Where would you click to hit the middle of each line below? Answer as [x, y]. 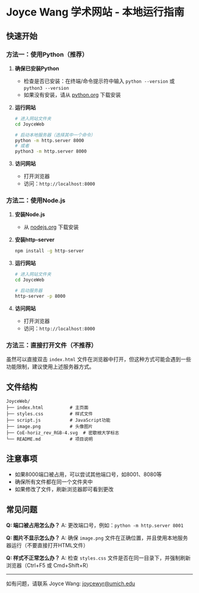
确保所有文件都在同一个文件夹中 [54, 481]
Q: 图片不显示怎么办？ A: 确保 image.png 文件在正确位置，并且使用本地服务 [97, 538]
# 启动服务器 [28, 291]
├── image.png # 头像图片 [49, 426]
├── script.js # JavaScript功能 [58, 420]
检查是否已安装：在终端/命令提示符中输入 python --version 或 [99, 81]
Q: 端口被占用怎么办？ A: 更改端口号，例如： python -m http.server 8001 [95, 525]
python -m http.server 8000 [49, 140]
